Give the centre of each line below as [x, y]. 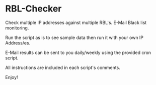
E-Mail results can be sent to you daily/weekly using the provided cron [78, 52]
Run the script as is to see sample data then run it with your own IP [74, 37]
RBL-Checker [33, 9]
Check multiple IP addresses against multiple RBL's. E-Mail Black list [76, 22]
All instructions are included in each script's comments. [63, 67]
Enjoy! [12, 77]
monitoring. [17, 27]
